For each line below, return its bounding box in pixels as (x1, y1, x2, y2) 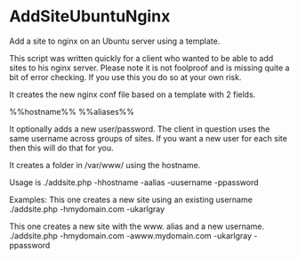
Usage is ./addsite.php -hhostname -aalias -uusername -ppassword (9, 176, 260, 188)
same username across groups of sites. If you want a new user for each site (9, 133, 287, 143)
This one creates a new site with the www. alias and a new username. (9, 221, 265, 231)
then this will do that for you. (9, 142, 114, 153)
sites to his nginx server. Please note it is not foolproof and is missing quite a (9, 62, 290, 73)
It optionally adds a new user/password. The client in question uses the (9, 123, 270, 134)
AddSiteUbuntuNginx (9, 6, 171, 27)
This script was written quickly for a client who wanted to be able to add (9, 53, 274, 63)
